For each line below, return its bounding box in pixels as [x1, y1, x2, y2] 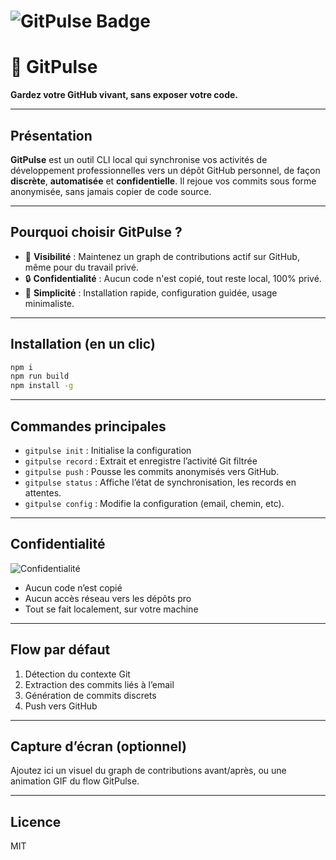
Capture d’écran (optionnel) [10, 738, 187, 755]
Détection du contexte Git [24, 668, 131, 680]
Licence [10, 813, 62, 830]
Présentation [10, 127, 93, 144]
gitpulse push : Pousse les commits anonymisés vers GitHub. [24, 466, 280, 477]
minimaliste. [24, 297, 75, 309]
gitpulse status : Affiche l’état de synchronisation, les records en [24, 476, 297, 488]
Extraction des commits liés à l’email [24, 678, 175, 690]
